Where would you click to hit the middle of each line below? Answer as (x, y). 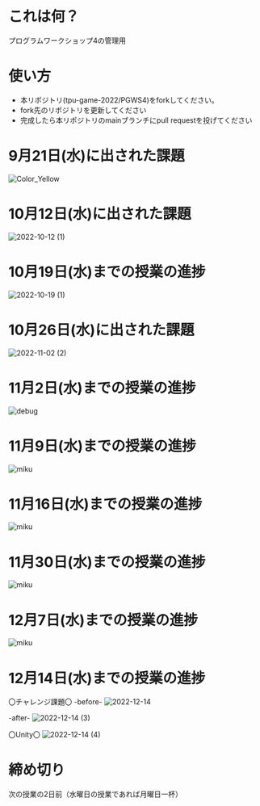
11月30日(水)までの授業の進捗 (107, 562)
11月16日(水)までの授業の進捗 (105, 504)
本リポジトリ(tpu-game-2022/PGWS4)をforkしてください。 (120, 100)
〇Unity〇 (24, 735)
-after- (19, 718)
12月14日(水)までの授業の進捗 (107, 678)
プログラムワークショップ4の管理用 (67, 40)
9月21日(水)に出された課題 (97, 156)
